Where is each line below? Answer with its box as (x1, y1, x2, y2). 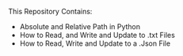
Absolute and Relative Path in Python (19, 22, 141, 31)
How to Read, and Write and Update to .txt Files (19, 31, 176, 39)
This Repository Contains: (8, 7, 93, 16)
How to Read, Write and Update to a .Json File (19, 39, 171, 48)
